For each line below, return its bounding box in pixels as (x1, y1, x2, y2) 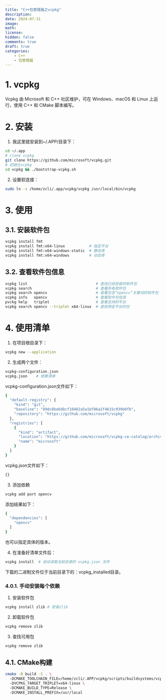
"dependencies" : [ (9, 516, 48, 521)
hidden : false (5, 35, 35, 40)
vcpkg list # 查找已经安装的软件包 (5, 281, 137, 286)
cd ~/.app (5, 149, 26, 154)
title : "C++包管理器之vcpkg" (5, 7, 62, 12)
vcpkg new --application (5, 350, 56, 354)
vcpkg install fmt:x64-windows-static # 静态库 (5, 248, 105, 254)
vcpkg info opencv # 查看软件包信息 (5, 295, 126, 300)
